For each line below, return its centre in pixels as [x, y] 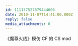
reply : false [19, 19]
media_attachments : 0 [28, 24]
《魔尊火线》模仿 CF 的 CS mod [38, 38]
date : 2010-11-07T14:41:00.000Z [39, 14]
